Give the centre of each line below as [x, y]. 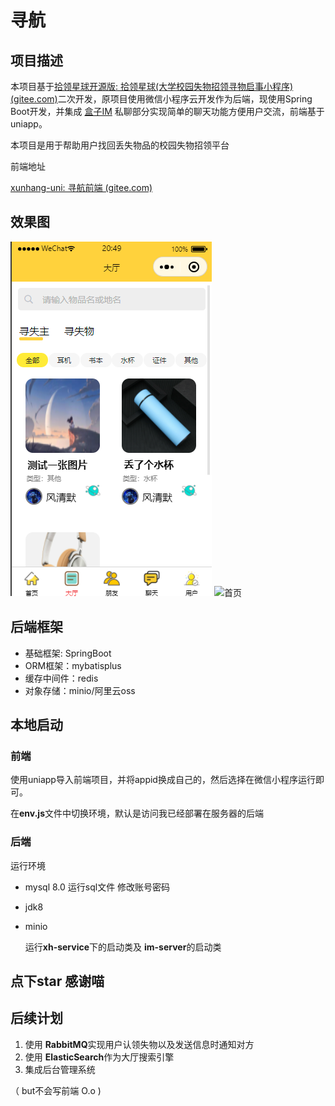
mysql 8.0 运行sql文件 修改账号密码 [97, 887]
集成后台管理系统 [60, 1069]
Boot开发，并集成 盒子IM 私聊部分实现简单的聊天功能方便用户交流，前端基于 [167, 111]
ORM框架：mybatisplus [73, 665]
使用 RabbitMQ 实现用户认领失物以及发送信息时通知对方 [139, 1044]
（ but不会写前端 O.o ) [56, 1090]
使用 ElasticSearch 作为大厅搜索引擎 [99, 1057]
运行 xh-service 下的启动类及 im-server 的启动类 [123, 947]
